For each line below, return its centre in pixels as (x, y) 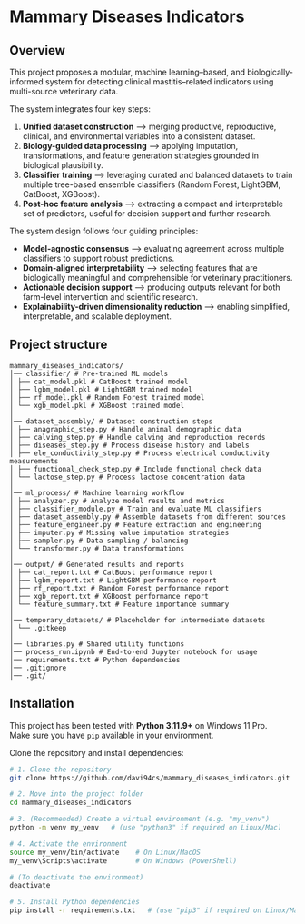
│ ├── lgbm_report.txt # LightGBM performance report (113, 580)
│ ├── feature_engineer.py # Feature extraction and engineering (135, 524)
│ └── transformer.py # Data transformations (97, 548)
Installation (42, 704)
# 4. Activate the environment (69, 844)
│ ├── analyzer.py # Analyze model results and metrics (117, 501)
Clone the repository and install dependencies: (97, 752)
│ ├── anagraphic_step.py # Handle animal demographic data (126, 429)
